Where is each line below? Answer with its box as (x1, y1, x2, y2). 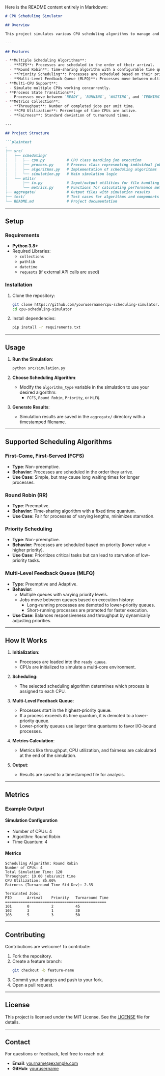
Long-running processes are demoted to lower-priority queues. (27, 602, 156, 608)
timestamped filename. (19, 419, 66, 425)
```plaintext (5, 140, 32, 145)
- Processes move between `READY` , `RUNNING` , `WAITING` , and (9, 94, 139, 100)
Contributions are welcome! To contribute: (5, 943, 91, 949)
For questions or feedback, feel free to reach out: (5, 1051, 105, 1057)
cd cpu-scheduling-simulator (12, 307, 72, 312)
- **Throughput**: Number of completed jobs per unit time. (9, 104, 135, 109)
